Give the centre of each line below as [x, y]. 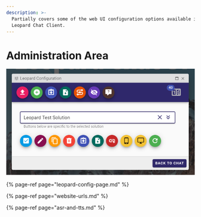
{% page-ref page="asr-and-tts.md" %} [56, 207]
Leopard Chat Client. [39, 25]
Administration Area [57, 55]
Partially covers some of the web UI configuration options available [101, 19]
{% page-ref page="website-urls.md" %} [57, 196]
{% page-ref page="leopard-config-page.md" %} [68, 184]
